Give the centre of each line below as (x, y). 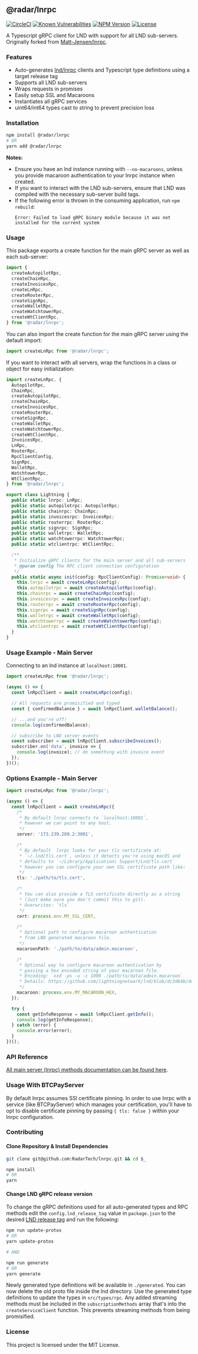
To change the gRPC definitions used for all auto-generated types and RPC (97, 1207)
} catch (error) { (34, 1025)
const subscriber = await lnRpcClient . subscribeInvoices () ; (87, 741)
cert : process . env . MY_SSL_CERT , (56, 916)
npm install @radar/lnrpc (38, 136)
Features (19, 57)
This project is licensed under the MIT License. (63, 1345)
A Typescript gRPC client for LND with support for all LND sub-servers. (92, 36)
